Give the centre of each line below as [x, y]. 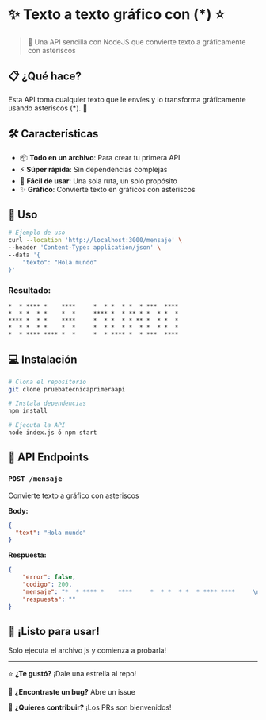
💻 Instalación [43, 360]
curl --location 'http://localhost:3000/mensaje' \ [95, 241]
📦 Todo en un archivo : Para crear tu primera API [100, 157]
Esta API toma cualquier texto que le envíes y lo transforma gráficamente [127, 99]
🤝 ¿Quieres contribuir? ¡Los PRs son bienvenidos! [90, 707]
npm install [28, 411]
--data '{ [25, 255]
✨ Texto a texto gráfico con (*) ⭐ [117, 15]
